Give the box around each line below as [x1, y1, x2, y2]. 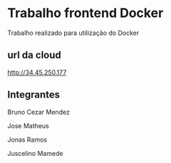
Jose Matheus [7, 121, 50, 130]
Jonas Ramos [7, 135, 48, 144]
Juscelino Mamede [7, 149, 63, 157]
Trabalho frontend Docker [7, 5, 164, 21]
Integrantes [7, 89, 61, 101]
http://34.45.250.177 [7, 68, 67, 76]
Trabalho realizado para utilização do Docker [7, 28, 140, 37]
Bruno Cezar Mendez [7, 107, 70, 116]
